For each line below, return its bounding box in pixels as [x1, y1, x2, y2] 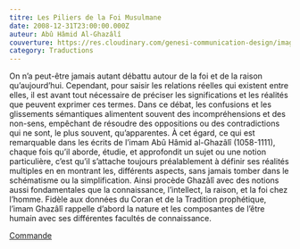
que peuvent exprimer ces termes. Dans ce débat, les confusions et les [9, 99, 272, 110]
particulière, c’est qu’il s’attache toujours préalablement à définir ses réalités [9, 156, 289, 167]
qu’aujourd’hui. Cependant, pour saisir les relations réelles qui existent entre [9, 80, 289, 91]
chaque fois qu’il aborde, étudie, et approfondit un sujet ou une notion [9, 146, 266, 157]
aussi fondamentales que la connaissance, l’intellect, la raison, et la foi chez [9, 185, 288, 195]
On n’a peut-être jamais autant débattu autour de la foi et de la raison [9, 71, 263, 81]
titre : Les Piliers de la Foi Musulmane [9, 12, 162, 22]
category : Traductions [9, 46, 94, 55]
